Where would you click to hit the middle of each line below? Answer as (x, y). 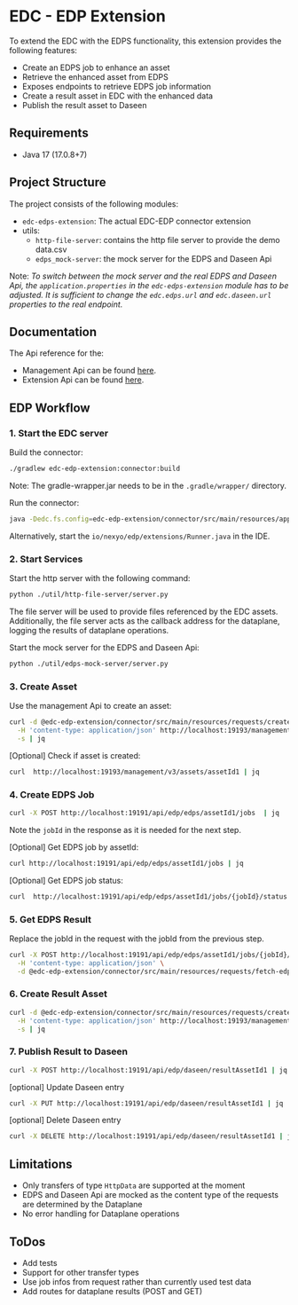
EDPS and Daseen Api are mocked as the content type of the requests (150, 1195)
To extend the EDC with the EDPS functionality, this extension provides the (145, 41)
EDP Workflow (50, 408)
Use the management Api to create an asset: (90, 706)
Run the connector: (44, 502)
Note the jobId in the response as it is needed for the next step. (125, 829)
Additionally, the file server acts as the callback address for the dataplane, (145, 621)
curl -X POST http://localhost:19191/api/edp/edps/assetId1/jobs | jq (144, 813)
